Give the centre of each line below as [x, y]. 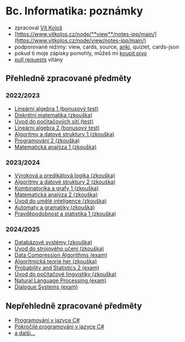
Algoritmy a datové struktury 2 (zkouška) [65, 182]
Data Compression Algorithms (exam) [61, 255]
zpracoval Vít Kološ [38, 28]
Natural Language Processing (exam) [60, 281]
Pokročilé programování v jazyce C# [59, 327]
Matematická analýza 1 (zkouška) [55, 147]
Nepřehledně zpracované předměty [74, 306]
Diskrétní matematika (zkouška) [53, 115]
